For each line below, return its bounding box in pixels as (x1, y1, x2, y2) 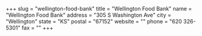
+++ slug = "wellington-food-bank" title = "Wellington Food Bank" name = (5, 5, 192, 12)
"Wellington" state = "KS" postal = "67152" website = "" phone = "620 (5, 18, 182, 25)
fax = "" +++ (21, 24, 54, 31)
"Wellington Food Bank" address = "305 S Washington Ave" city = (5, 11, 171, 19)
